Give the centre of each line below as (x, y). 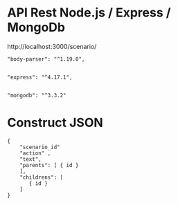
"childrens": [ (42, 177)
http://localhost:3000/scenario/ (52, 46)
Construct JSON (55, 123)
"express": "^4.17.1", (40, 77)
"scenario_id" (40, 147)
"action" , (35, 153)
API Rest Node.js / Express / (89, 13)
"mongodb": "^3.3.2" (37, 95)
